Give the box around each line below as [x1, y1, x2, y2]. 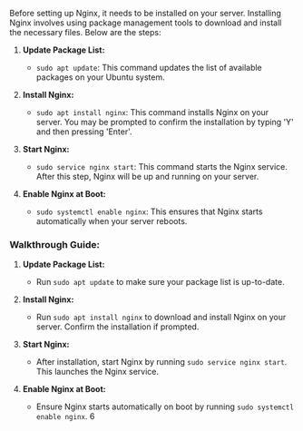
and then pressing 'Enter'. [35, 126, 133, 137]
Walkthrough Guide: [9, 238, 100, 250]
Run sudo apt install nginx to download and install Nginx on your [35, 312, 287, 323]
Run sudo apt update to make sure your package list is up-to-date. [35, 277, 285, 288]
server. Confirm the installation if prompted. [35, 321, 200, 332]
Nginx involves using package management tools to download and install [9, 17, 282, 28]
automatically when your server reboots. [35, 216, 188, 226]
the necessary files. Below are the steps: [9, 27, 161, 37]
